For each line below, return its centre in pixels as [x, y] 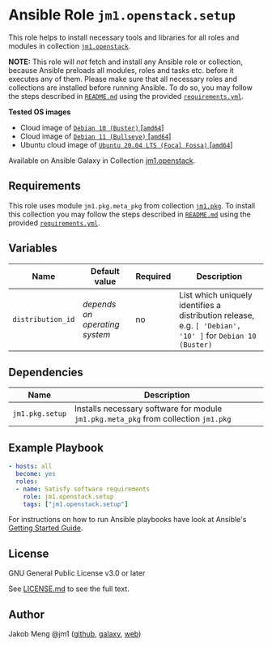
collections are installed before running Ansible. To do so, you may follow [130, 88]
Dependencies [46, 372]
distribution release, [217, 315]
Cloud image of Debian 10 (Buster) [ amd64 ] [92, 127]
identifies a [200, 305]
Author [26, 614]
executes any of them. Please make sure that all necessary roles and [123, 79]
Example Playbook [56, 448]
